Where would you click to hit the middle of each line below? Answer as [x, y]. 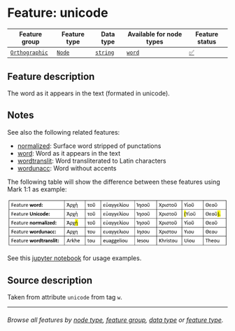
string [105, 53]
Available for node [155, 34]
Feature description [51, 76]
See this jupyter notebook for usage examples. [74, 258]
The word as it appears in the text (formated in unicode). [88, 93]
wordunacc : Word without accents [67, 168]
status [207, 42]
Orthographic [29, 53]
